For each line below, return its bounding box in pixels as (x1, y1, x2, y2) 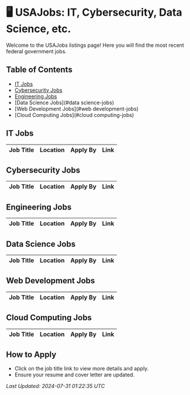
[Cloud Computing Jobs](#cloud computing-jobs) (14, 111, 134, 118)
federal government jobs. (6, 47, 67, 54)
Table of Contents (6, 65, 73, 75)
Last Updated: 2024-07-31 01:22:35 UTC (6, 383, 105, 390)
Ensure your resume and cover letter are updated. (14, 371, 135, 379)
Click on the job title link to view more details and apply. (14, 365, 149, 372)
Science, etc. (6, 22, 71, 36)
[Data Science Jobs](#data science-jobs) (14, 99, 115, 106)
